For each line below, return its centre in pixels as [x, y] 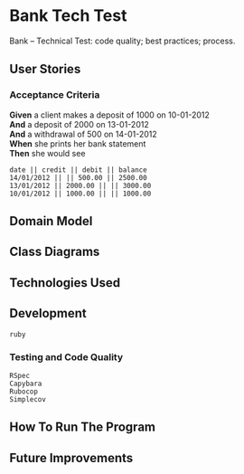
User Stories [45, 69]
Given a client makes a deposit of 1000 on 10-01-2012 [110, 115]
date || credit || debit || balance [78, 170]
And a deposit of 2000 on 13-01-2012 [79, 124]
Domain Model [51, 221]
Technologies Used [65, 283]
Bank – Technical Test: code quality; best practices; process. [122, 41]
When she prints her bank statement [78, 143]
